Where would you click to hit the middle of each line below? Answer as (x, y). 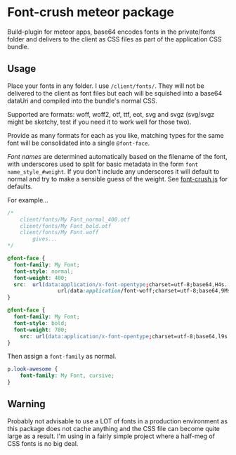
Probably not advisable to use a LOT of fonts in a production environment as (118, 421)
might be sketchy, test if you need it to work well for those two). (99, 122)
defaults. (20, 186)
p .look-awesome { (33, 369)
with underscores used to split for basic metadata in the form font (103, 164)
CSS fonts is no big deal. (43, 443)
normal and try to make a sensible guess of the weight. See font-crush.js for (118, 179)
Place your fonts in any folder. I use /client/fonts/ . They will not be (106, 86)
